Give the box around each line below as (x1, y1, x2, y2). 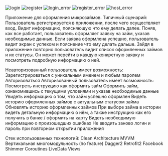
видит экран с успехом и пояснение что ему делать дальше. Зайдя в (5, 41, 154, 47)
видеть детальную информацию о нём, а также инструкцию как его (5, 109, 151, 115)
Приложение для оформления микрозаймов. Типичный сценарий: (5, 15, 147, 20)
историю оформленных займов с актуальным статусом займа (5, 99, 139, 105)
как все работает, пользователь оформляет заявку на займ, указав (5, 31, 150, 36)
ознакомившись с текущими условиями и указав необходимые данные (5, 88, 159, 94)
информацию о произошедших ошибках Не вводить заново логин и (5, 120, 151, 126)
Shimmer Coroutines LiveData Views (5, 146, 81, 151)
